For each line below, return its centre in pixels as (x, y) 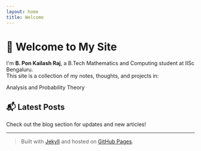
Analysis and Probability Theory (45, 88)
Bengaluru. (20, 70)
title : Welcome (25, 17)
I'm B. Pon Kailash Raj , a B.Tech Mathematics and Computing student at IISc (100, 63)
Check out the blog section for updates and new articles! (76, 124)
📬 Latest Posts (36, 107)
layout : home (22, 12)
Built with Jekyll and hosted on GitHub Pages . (77, 141)
